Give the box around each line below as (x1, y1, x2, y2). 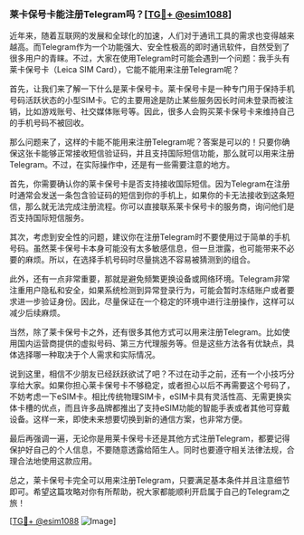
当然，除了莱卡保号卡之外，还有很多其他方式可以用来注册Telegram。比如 (9, 327, 282, 338)
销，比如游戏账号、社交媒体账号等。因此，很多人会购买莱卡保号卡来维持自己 (9, 106, 295, 117)
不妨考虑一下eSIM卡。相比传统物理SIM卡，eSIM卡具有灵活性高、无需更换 (9, 391, 284, 402)
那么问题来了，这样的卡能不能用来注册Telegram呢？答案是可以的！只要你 (9, 137, 282, 148)
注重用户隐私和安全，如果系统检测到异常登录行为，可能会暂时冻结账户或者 (9, 285, 287, 296)
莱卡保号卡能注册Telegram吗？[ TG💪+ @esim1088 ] (9, 7, 233, 20)
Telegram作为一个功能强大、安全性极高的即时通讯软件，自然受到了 (40, 42, 290, 53)
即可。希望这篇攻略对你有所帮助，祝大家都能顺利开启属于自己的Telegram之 (9, 486, 290, 497)
